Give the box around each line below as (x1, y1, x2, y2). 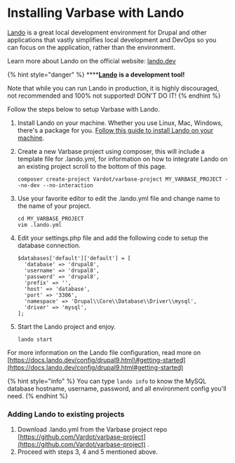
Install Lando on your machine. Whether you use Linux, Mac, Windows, (17, 118, 223, 127)
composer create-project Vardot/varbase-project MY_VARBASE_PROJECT (17, 176, 222, 183)
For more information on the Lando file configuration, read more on (7, 348, 201, 356)
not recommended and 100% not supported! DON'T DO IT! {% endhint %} (7, 91, 221, 100)
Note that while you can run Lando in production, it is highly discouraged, (7, 84, 220, 92)
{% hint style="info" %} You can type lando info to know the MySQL (7, 377, 207, 385)
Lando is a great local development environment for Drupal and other (7, 28, 207, 37)
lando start (17, 336, 53, 343)
